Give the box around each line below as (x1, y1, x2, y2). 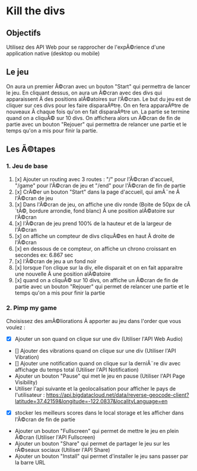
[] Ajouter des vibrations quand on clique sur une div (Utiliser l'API (14, 347, 176, 354)
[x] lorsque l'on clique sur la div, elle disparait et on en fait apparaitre (14, 264, 183, 271)
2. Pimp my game (6, 304, 58, 312)
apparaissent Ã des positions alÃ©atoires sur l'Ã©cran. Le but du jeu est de (6, 95, 191, 102)
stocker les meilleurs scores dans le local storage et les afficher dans (14, 409, 184, 416)
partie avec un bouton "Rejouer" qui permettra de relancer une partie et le (6, 121, 187, 128)
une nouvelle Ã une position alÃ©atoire (14, 270, 111, 277)
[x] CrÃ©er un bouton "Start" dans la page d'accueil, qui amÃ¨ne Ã (14, 188, 180, 195)
